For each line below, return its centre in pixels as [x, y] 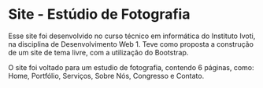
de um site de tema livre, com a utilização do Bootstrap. [98, 52]
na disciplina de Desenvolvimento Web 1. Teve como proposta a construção [131, 44]
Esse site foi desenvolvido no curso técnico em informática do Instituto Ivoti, [132, 36]
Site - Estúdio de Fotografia [99, 14]
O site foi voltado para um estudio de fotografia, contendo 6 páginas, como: [131, 67]
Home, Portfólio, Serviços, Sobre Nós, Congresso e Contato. [106, 76]
